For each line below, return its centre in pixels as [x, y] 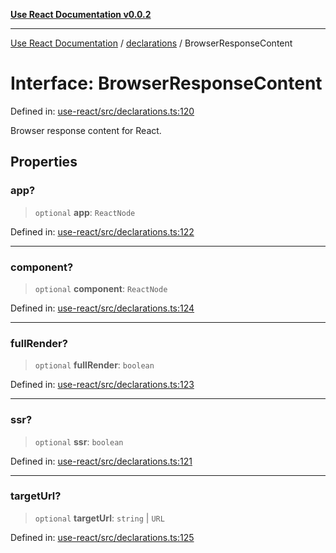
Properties [44, 162]
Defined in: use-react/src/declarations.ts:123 [102, 385]
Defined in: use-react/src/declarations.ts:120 [102, 111]
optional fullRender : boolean [94, 365]
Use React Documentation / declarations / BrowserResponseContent [151, 43]
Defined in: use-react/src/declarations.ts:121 [101, 461]
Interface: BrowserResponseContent [166, 83]
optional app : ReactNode [85, 212]
